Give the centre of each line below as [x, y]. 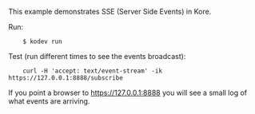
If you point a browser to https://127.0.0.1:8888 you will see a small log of [128, 92]
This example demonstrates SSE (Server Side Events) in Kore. [110, 12]
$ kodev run [42, 41]
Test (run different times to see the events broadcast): [97, 56]
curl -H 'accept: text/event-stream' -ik [92, 71]
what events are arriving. [49, 101]
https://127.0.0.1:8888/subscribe [66, 78]
